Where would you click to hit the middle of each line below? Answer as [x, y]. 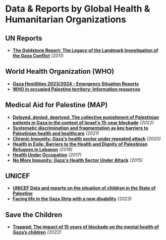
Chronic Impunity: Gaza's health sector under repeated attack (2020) [87, 138]
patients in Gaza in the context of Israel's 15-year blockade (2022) [83, 122]
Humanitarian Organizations [66, 19]
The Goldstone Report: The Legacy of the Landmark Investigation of [85, 50]
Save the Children [34, 214]
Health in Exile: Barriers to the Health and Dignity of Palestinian [80, 144]
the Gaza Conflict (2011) [38, 56]
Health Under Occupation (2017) [47, 155]
